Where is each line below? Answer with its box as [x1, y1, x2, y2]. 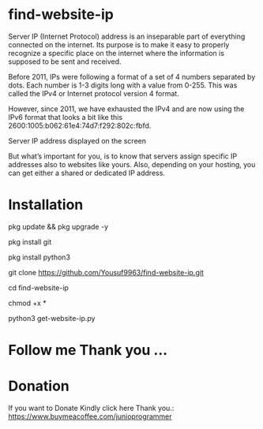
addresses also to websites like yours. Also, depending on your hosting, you [8, 159, 256, 169]
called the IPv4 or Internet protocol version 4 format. [8, 88, 179, 98]
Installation [8, 196, 84, 214]
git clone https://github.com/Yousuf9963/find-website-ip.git [8, 267, 204, 277]
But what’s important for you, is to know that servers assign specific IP [8, 151, 238, 161]
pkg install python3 [8, 252, 71, 262]
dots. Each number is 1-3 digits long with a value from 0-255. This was [8, 80, 238, 90]
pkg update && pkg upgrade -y [8, 222, 109, 231]
